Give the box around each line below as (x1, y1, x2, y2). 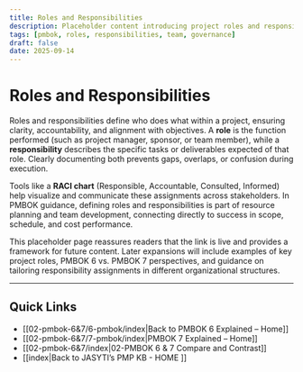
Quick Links (9, 299, 78, 315)
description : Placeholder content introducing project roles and (9, 22, 260, 31)
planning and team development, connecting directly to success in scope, (9, 209, 284, 221)
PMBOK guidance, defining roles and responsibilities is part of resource (9, 200, 275, 211)
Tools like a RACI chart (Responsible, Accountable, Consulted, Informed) (9, 181, 280, 192)
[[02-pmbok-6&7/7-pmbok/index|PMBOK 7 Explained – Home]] (22, 332, 259, 343)
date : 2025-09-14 (9, 47, 75, 56)
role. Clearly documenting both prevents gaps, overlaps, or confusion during (9, 154, 294, 165)
